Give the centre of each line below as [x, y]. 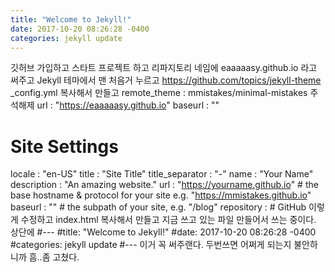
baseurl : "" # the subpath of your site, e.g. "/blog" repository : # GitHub [158, 207]
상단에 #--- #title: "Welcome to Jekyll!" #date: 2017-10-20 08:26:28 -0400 [163, 232]
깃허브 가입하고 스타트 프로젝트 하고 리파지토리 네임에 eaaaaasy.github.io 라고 [164, 68]
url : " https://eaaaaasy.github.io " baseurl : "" [128, 105]
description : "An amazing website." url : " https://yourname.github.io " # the [164, 185]
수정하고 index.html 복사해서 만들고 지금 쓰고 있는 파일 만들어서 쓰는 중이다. [168, 220]
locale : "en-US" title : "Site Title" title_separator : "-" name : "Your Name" [162, 174]
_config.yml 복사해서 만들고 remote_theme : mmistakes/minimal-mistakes [159, 93]
